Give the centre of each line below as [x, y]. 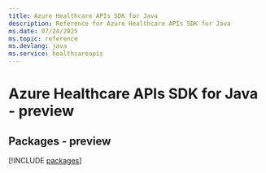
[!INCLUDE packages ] [45, 160]
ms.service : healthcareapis [56, 54]
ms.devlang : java [38, 46]
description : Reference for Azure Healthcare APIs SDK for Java [120, 24]
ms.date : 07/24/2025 [44, 31]
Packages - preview [60, 141]
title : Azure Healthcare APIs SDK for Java [83, 16]
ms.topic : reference [44, 39]
